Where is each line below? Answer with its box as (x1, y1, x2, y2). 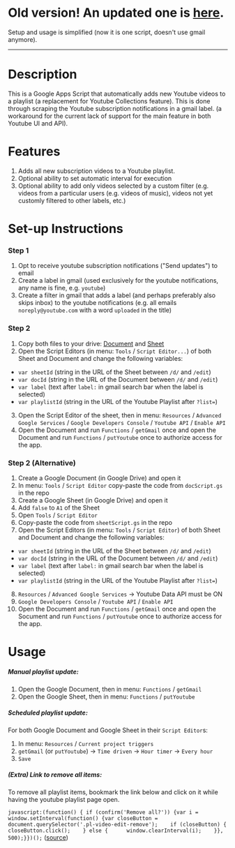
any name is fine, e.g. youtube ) (17, 284, 106, 292)
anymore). (8, 35, 38, 43)
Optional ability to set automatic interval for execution (17, 174, 172, 182)
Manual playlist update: (8, 667, 79, 676)
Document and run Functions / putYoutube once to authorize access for (17, 433, 222, 441)
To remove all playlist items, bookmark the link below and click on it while (8, 787, 218, 796)
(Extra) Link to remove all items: (8, 770, 103, 779)
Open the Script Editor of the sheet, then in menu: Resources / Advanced (17, 410, 222, 419)
